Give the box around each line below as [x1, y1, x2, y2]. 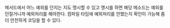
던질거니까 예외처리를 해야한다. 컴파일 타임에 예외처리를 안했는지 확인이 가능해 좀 [5, 11, 165, 17]
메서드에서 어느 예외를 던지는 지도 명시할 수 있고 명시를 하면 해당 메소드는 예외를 [5, 5, 164, 10]
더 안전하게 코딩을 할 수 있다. [5, 17, 62, 23]
